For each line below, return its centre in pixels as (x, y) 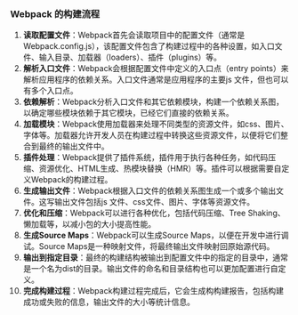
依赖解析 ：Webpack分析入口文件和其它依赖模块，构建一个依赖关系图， (153, 102)
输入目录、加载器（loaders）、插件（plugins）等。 (130, 57)
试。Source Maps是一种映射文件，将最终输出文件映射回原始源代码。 (149, 246)
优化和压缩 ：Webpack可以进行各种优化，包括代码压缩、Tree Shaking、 (154, 213)
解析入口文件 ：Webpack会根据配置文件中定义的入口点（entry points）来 (156, 69)
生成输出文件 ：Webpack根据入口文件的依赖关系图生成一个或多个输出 (149, 191)
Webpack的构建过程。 (72, 180)
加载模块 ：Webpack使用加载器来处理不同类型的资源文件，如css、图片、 (156, 124)
